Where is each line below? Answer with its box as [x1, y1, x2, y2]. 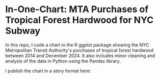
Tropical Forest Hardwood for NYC [5, 14, 154, 26]
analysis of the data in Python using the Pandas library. [5, 58, 121, 64]
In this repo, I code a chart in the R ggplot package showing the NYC [5, 42, 149, 48]
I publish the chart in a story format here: [5, 67, 91, 74]
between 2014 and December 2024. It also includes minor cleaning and [5, 52, 155, 59]
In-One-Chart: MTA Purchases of [5, 4, 149, 15]
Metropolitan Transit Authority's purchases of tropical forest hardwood [5, 47, 154, 53]
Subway [5, 25, 41, 36]
